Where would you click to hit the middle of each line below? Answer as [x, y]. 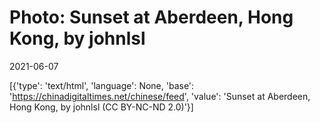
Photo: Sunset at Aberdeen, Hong [151, 17]
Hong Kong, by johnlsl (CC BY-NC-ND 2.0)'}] [101, 107]
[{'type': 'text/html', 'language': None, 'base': [102, 85]
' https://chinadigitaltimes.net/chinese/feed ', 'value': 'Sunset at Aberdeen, [160, 96]
